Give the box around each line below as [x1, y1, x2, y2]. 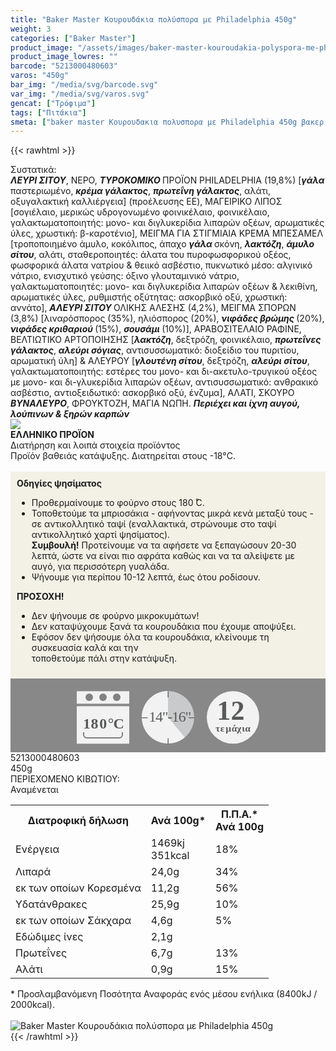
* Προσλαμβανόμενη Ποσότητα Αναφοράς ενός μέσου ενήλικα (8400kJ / [10, 987, 318, 1000]
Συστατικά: [10, 164, 57, 176]
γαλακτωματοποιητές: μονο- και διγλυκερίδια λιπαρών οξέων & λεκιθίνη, [10, 281, 318, 293]
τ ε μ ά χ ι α [214, 722, 251, 734]
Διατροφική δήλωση [27, 813, 129, 827]
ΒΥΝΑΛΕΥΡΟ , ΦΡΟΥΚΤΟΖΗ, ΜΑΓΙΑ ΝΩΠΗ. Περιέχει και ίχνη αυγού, [10, 397, 301, 410]
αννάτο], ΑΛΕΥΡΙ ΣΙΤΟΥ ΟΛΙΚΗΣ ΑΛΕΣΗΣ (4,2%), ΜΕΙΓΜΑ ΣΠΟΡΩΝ [10, 302, 297, 314]
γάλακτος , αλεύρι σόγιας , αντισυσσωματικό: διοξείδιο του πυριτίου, [10, 344, 300, 356]
